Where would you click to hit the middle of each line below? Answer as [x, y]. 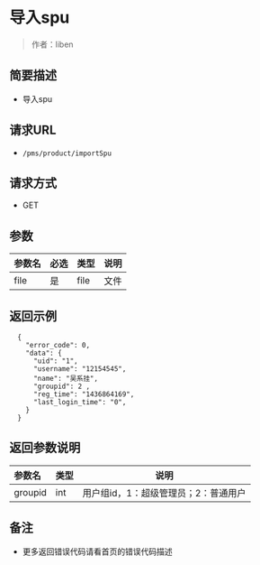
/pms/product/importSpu [67, 153]
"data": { [44, 353]
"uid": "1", [55, 361]
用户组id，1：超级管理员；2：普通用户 [164, 493]
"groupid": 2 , [62, 386]
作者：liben [52, 44]
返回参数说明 [45, 448]
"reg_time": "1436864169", [84, 394]
